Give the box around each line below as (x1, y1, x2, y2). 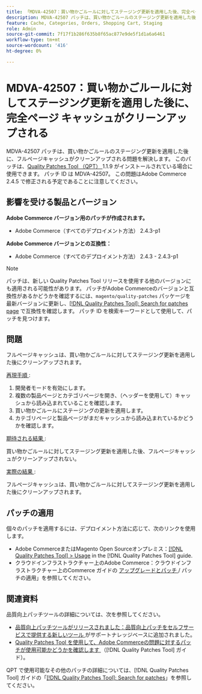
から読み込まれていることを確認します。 (25, 399, 125, 407)
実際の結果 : (6, 468, 36, 475)
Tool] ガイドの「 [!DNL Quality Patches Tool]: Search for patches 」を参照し (6, 673, 192, 681)
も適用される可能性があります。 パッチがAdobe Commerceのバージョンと (6, 285, 189, 292)
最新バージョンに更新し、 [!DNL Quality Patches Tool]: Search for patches (6, 300, 188, 307)
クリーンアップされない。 (16, 455, 80, 462)
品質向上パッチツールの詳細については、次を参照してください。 (6, 610, 164, 618)
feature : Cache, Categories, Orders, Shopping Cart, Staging (6, 20, 163, 26)
